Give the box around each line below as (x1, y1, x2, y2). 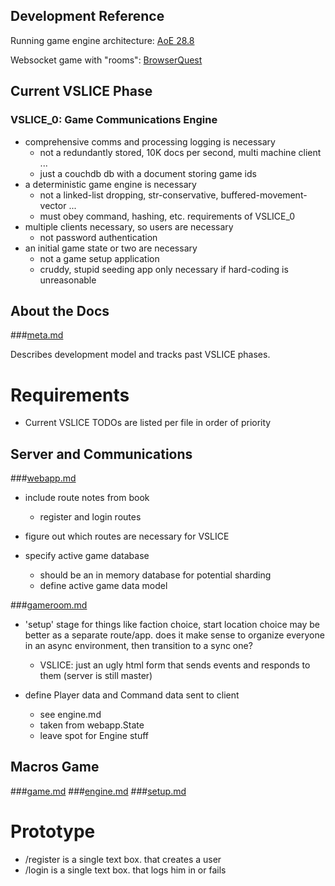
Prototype (10, 820, 96, 843)
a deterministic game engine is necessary (24, 178, 197, 190)
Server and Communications (10, 445, 193, 463)
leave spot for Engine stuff (39, 730, 149, 742)
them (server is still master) (39, 670, 153, 682)
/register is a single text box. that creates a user (24, 853, 222, 865)
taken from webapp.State (39, 719, 145, 731)
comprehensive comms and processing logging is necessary (24, 135, 276, 148)
